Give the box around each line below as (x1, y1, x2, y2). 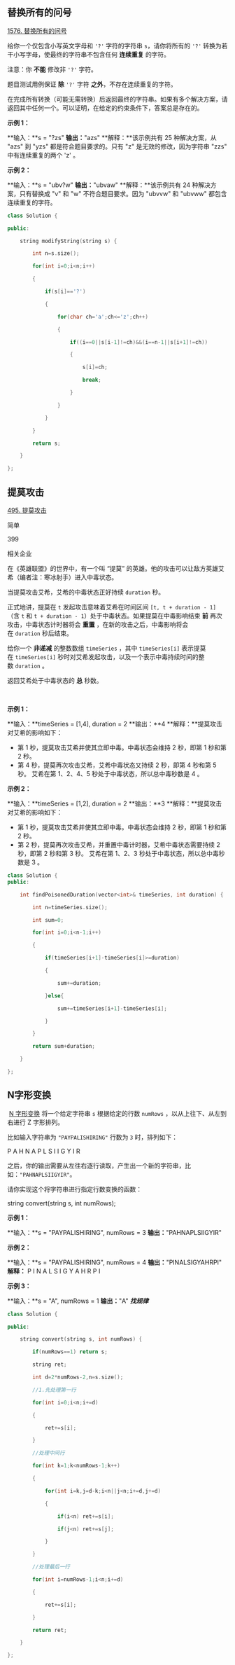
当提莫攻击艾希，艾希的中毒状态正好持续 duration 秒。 (7, 588, 165, 596)
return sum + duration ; (32, 1043, 96, 1050)
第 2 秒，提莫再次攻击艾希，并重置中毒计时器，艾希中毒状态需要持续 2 (17, 841, 220, 849)
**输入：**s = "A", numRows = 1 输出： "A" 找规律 (7, 1297, 149, 1305)
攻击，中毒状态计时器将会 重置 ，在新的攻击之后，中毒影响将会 (7, 621, 189, 628)
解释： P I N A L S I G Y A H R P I (7, 1266, 101, 1275)
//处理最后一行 (32, 1563, 70, 1570)
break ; (82, 377, 101, 384)
